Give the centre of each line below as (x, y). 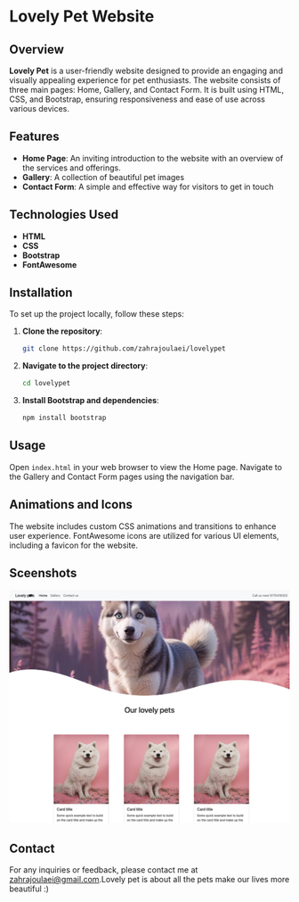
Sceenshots (43, 573)
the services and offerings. (72, 168)
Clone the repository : (62, 331)
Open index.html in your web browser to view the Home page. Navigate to (146, 467)
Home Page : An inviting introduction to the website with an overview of (153, 158)
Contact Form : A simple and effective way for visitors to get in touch (148, 186)
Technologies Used (64, 215)
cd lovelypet (46, 384)
